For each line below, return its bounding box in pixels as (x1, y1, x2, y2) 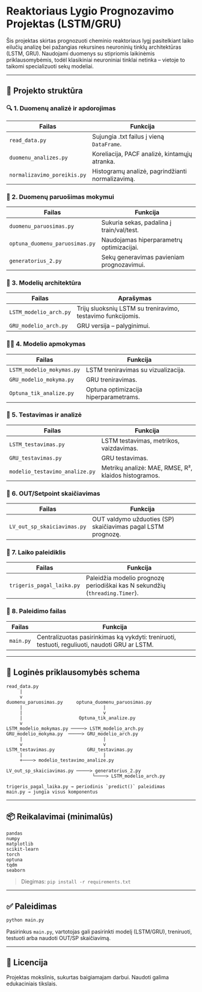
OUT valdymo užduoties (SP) (92, 515, 174, 523)
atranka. (92, 157, 115, 165)
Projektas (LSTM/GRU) (6, 17, 122, 31)
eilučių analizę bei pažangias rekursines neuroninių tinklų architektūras (6, 43, 182, 51)
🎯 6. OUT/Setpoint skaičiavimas (6, 489, 100, 498)
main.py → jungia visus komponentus (6, 789, 98, 795)
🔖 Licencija (6, 958, 48, 968)
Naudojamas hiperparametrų (101, 235, 183, 244)
